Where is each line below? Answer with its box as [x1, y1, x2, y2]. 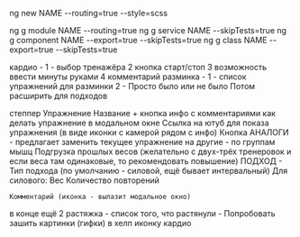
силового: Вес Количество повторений [9, 175, 160, 186]
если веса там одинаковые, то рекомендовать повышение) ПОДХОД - [9, 156, 283, 166]
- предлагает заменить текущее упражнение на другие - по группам [9, 137, 276, 147]
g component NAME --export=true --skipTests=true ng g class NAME [9, 35, 268, 45]
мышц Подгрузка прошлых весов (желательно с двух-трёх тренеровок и [9, 146, 292, 157]
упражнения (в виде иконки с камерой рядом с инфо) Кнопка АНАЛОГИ [9, 127, 290, 138]
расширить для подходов [9, 90, 108, 101]
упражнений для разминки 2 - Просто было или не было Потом [9, 81, 256, 91]
